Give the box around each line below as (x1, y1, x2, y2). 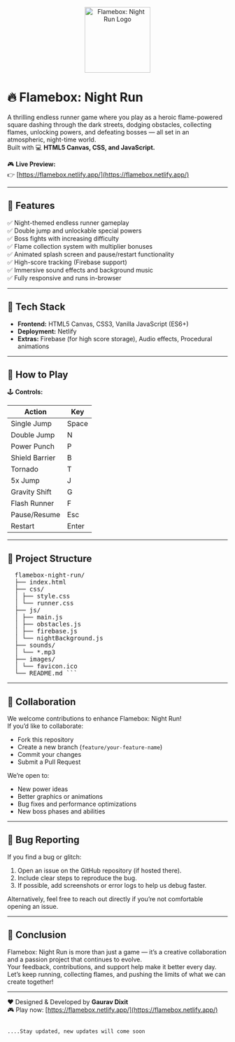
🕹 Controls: (7, 388, 43, 396)
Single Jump (10, 419, 52, 429)
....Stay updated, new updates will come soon (7, 1027, 145, 1035)
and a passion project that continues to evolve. (7, 955, 142, 964)
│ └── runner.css (14, 599, 74, 608)
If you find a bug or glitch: (7, 852, 82, 861)
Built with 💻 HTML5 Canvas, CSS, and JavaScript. (7, 143, 155, 151)
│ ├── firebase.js (14, 627, 78, 636)
